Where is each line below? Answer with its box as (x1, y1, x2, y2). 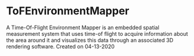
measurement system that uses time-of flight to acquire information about (6, 30, 188, 37)
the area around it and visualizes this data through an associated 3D (6, 36, 174, 43)
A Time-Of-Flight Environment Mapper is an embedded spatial (6, 24, 159, 31)
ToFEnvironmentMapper (6, 4, 130, 18)
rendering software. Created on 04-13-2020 (6, 43, 115, 50)
